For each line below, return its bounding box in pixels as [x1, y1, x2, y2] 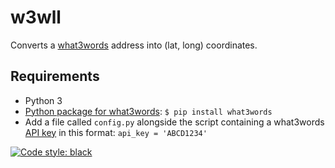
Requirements [10, 68, 100, 85]
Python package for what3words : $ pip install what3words [24, 105, 273, 117]
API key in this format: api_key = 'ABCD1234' [24, 126, 208, 138]
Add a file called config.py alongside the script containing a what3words [24, 116, 325, 128]
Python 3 [24, 94, 63, 106]
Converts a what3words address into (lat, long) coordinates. [10, 39, 258, 51]
